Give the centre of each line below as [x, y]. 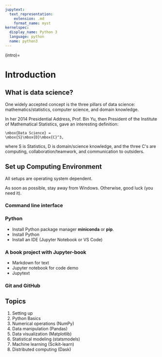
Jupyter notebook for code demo [45, 268]
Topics [16, 301]
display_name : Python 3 [33, 32]
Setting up [22, 313]
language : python [27, 37]
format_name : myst [32, 23]
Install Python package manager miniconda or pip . [63, 229]
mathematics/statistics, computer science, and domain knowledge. [72, 109]
